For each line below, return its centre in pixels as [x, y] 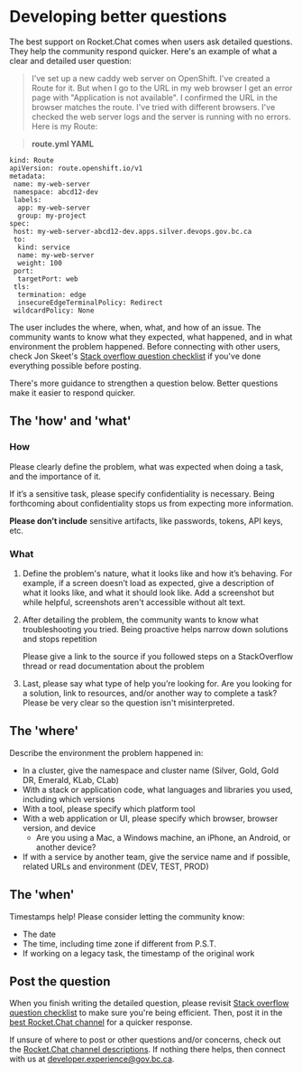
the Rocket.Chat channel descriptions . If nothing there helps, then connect [147, 1050]
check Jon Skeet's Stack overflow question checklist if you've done [135, 356]
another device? [66, 847]
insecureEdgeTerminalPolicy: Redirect [91, 303]
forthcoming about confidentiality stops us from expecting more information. [151, 503]
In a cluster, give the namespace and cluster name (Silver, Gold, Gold [151, 770]
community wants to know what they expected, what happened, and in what [151, 337]
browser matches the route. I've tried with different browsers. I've [153, 107]
